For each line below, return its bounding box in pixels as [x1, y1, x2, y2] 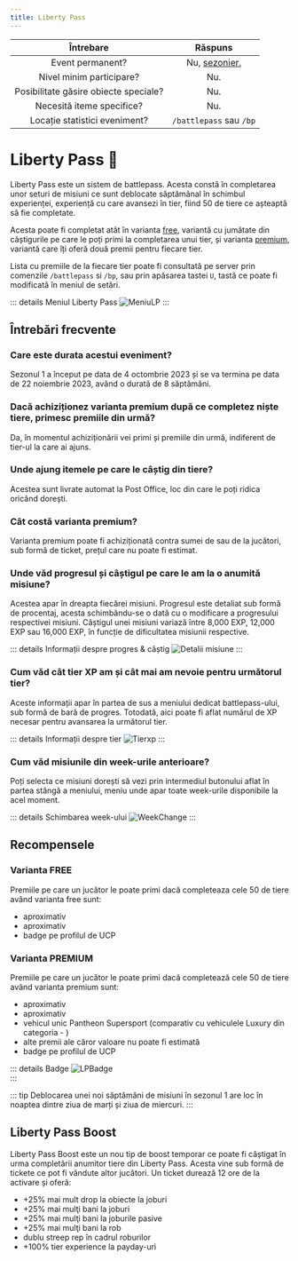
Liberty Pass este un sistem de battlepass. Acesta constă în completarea [10, 178, 276, 189]
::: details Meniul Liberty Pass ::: [10, 297, 169, 307]
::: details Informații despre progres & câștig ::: [10, 644, 243, 654]
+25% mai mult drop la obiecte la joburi [22, 1194, 168, 1204]
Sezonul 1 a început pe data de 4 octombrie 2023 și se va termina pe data [10, 369, 280, 380]
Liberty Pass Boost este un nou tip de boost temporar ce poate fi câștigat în [10, 1148, 286, 1159]
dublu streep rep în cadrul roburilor [22, 1232, 152, 1242]
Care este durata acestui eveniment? [10, 348, 172, 361]
